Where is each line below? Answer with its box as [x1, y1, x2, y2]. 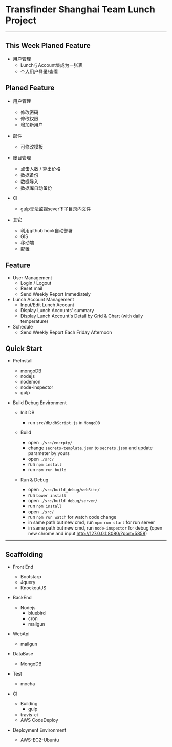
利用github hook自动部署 [20, 227, 73, 233]
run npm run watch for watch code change [28, 514, 117, 520]
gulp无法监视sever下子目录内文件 [20, 206, 91, 212]
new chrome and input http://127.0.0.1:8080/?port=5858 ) [28, 531, 147, 537]
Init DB [20, 410, 35, 416]
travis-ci [20, 712, 38, 718]
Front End [12, 564, 34, 570]
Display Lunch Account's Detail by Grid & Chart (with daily [20, 313, 143, 319]
